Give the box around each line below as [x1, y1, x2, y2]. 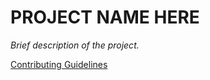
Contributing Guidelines [10, 58, 108, 70]
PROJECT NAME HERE [10, 6, 200, 29]
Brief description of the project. [10, 39, 140, 51]
